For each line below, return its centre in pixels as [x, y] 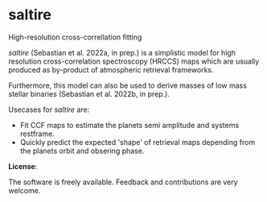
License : [23, 166]
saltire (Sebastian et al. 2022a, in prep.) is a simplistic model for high [122, 52]
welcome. [25, 190]
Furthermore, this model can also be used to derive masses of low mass [128, 85]
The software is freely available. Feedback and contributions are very [123, 182]
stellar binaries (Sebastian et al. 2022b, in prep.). [89, 93]
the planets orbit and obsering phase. [82, 150]
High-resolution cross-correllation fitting [75, 37]
